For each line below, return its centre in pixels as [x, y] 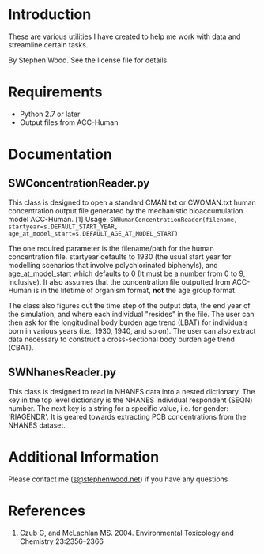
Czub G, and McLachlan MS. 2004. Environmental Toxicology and [127, 533]
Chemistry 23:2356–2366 [62, 541]
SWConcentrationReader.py [79, 183]
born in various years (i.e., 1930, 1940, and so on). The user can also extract [132, 330]
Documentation [60, 155]
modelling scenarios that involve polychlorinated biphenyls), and [113, 265]
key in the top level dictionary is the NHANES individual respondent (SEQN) [130, 400]
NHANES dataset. [37, 425]
